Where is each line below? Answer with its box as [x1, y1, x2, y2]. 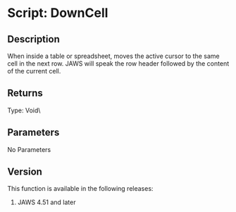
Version [7, 166, 42, 178]
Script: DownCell [7, 5, 108, 21]
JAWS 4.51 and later [17, 198, 76, 206]
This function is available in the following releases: [7, 184, 154, 193]
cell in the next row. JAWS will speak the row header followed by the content [7, 59, 230, 68]
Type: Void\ [7, 106, 41, 114]
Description [7, 33, 60, 45]
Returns [7, 87, 44, 100]
